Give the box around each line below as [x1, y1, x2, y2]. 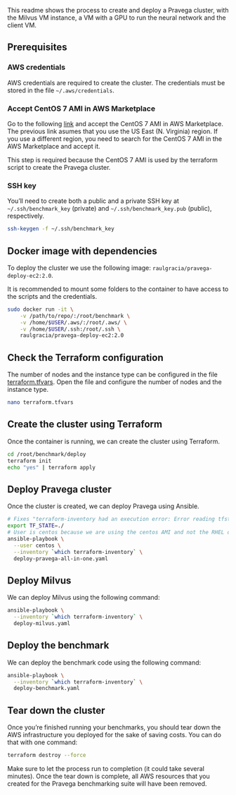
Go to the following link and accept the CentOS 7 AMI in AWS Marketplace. [7, 119, 223, 128]
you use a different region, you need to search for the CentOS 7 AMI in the [7, 134, 223, 143]
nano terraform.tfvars [7, 399, 74, 406]
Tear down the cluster [7, 704, 105, 716]
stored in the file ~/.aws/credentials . [7, 86, 114, 94]
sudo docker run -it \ [7, 306, 74, 313]
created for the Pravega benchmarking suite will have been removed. [7, 779, 207, 788]
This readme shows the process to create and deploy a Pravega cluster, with [7, 6, 229, 14]
